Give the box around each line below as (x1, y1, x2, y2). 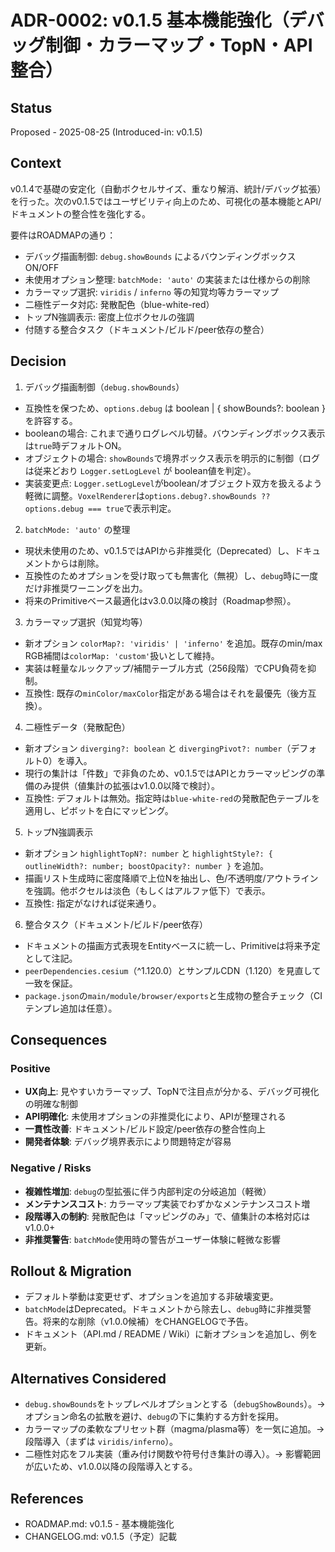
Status (10, 99, 53, 116)
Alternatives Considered (10, 1370, 167, 1387)
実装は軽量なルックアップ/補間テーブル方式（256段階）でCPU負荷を (24, 662, 308, 674)
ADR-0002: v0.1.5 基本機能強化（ (10, 9, 290, 32)
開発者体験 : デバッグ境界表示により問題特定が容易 (24, 1136, 232, 1148)
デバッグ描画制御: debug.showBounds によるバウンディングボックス (24, 250, 297, 262)
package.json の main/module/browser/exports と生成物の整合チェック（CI (24, 989, 323, 1001)
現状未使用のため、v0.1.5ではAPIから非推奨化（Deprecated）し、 (24, 544, 295, 556)
